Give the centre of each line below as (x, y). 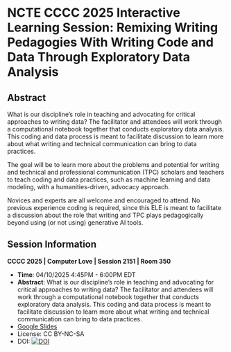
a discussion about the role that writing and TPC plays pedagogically (105, 215)
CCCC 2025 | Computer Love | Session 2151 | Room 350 (89, 261)
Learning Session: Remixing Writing (113, 27)
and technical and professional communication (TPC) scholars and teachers (116, 172)
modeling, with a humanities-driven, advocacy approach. (88, 187)
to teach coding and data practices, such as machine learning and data (109, 179)
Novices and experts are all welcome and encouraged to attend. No (104, 200)
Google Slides (37, 326)
